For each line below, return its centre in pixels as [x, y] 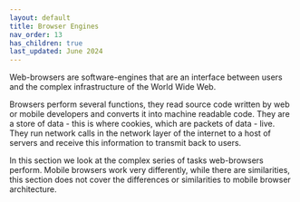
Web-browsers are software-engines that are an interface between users [146, 77]
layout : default [40, 18]
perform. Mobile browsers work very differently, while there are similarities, [150, 170]
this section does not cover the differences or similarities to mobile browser [150, 180]
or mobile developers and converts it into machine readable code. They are [150, 114]
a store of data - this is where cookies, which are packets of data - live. [142, 124]
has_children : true [46, 43]
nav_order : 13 [36, 34]
